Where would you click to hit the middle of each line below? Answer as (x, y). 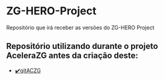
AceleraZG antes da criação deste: (72, 56)
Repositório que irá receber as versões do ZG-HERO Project (80, 27)
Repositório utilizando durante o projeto (82, 46)
